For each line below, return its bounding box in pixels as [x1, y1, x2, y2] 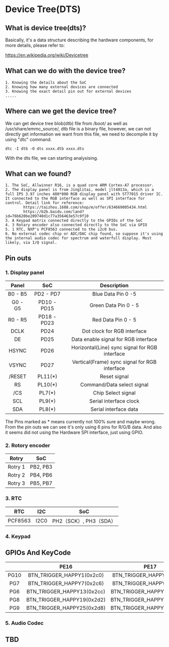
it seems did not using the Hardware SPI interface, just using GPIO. [5, 429, 144, 435]
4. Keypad [5, 533, 31, 540]
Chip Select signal [93, 390, 136, 397]
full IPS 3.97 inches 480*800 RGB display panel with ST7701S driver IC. [5, 191, 163, 197]
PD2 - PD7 [34, 291, 61, 298]
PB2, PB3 [30, 464, 53, 471]
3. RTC [5, 495, 22, 502]
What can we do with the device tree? [5, 67, 126, 75]
